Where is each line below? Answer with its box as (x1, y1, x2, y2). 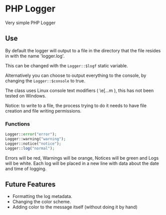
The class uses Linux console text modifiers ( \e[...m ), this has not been (5, 87, 154, 93)
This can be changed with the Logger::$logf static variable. (5, 62, 128, 68)
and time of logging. (5, 165, 46, 171)
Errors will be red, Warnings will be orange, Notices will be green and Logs (5, 155, 159, 161)
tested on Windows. (5, 92, 46, 98)
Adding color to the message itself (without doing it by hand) (12, 204, 137, 210)
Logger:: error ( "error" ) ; (5, 132, 57, 137)
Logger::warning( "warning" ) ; (5, 136, 66, 141)
